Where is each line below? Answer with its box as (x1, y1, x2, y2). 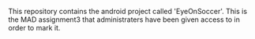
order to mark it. (8, 23, 61, 32)
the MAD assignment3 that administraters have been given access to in (8, 15, 241, 24)
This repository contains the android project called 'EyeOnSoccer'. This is (8, 7, 247, 16)
